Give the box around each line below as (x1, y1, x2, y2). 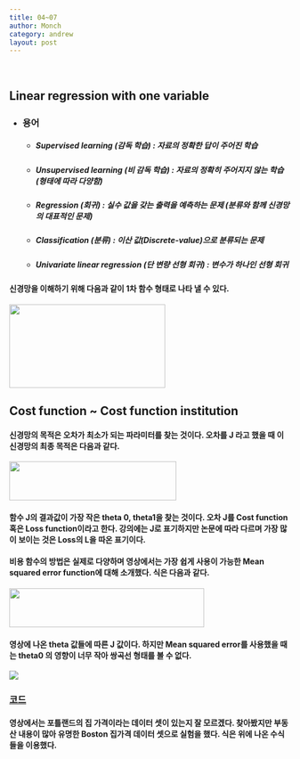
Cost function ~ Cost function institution (9, 404, 239, 419)
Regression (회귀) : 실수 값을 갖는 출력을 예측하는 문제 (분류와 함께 (35, 200, 267, 210)
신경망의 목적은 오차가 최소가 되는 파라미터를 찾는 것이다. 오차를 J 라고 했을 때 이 (9, 429, 285, 440)
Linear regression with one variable (9, 88, 209, 103)
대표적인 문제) (44, 210, 93, 221)
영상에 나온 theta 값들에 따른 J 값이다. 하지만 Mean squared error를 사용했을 (9, 639, 279, 649)
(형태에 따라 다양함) (35, 175, 103, 186)
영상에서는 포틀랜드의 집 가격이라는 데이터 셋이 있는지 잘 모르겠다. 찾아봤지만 (9, 717, 273, 728)
